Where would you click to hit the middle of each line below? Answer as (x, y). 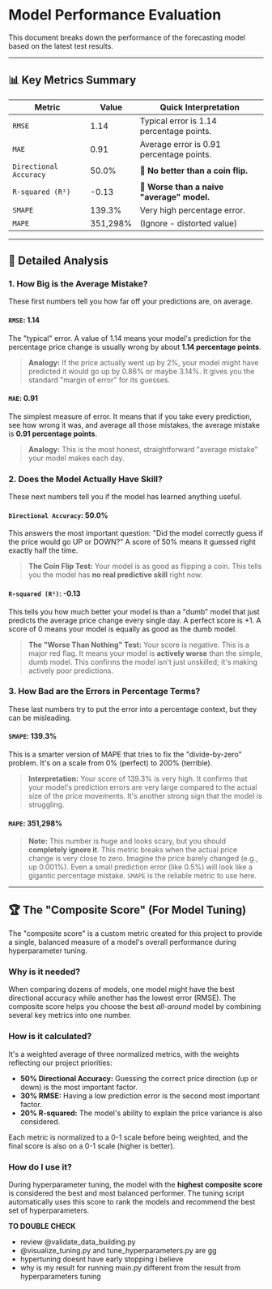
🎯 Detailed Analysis (59, 261)
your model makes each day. (76, 458)
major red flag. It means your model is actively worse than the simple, (145, 653)
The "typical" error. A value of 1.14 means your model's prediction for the (130, 338)
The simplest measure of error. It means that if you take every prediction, (130, 416)
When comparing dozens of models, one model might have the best (121, 989)
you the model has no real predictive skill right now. (115, 575)
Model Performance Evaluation (115, 15)
